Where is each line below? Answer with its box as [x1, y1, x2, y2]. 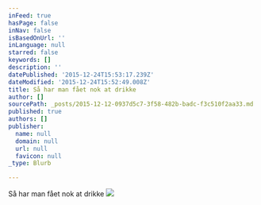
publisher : [8, 122, 44, 130]
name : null [15, 130, 52, 137]
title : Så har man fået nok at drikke [8, 85, 136, 94]
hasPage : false [8, 19, 59, 27]
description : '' [8, 64, 62, 72]
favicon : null [15, 152, 62, 160]
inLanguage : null [8, 41, 66, 49]
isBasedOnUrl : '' [8, 33, 66, 42]
